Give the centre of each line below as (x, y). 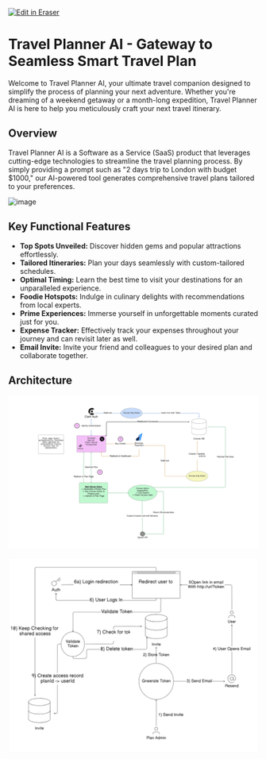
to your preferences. (42, 186)
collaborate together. (54, 355)
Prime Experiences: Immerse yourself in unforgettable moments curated (139, 313)
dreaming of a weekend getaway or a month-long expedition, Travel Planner (133, 100)
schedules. (38, 271)
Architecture (40, 380)
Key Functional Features (69, 227)
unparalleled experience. (60, 288)
